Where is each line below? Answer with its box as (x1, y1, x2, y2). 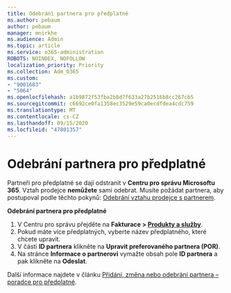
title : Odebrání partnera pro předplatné (7, 10, 129, 17)
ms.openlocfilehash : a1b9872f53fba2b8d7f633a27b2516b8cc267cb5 (7, 94, 194, 101)
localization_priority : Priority (7, 62, 104, 69)
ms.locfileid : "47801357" (7, 126, 82, 133)
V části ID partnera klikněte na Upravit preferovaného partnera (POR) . (17, 242, 221, 251)
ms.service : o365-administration (7, 49, 104, 56)
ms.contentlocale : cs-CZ (7, 113, 79, 120)
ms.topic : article (7, 42, 60, 49)
